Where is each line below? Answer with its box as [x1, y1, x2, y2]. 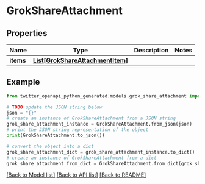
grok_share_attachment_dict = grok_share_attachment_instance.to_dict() [6, 149, 195, 155]
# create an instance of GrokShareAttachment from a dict [6, 155, 157, 161]
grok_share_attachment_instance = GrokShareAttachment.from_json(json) [6, 121, 192, 127]
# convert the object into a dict [6, 143, 95, 149]
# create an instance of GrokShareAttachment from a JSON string [6, 115, 176, 122]
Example [6, 77, 40, 87]
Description [134, 46, 169, 54]
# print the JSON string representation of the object [6, 127, 149, 133]
